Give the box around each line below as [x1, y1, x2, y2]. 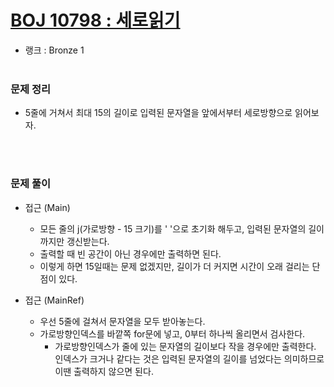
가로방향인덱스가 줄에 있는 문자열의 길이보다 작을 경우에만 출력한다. [54, 340, 317, 352]
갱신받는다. [66, 235, 110, 247]
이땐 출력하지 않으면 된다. [54, 365, 154, 377]
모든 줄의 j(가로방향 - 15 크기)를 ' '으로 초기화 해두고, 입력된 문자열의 [39, 222, 307, 235]
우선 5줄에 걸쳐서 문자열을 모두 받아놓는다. [39, 315, 206, 327]
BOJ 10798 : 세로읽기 [10, 9, 181, 32]
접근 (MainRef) [24, 294, 85, 306]
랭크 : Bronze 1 [24, 44, 85, 56]
